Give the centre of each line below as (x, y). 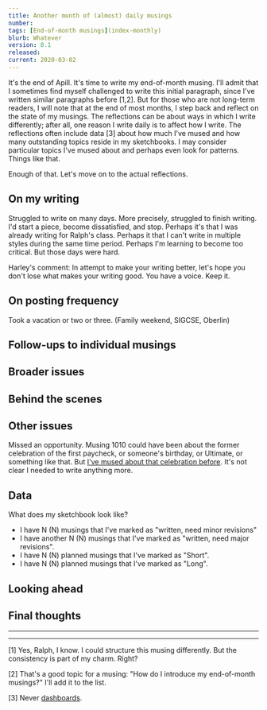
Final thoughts (45, 616)
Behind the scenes (55, 399)
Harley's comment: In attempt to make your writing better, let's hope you (127, 267)
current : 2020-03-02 (43, 60)
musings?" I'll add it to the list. (58, 682)
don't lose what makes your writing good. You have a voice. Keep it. (119, 276)
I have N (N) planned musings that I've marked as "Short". (114, 555)
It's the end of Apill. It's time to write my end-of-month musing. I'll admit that (133, 82)
